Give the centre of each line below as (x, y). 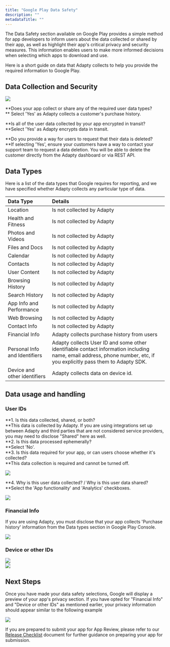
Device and (21, 370)
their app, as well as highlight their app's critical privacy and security (77, 45)
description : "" (22, 15)
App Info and (23, 303)
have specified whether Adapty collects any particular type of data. (75, 189)
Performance (23, 310)
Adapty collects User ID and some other (99, 343)
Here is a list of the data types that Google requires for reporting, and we (81, 183)
